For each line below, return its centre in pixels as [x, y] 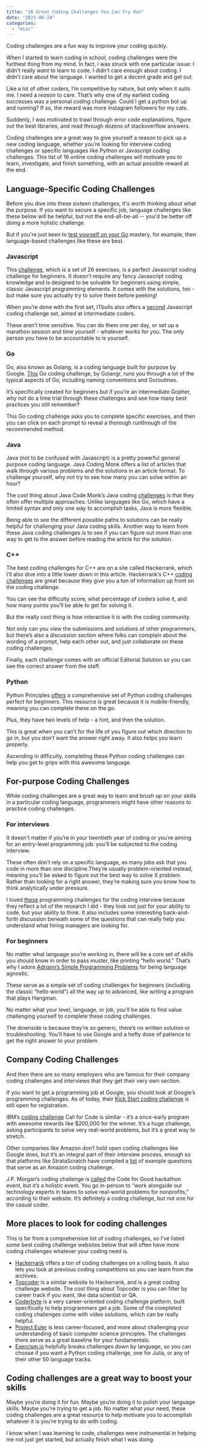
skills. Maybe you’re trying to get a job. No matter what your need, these [96, 1408]
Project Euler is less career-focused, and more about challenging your [102, 1327]
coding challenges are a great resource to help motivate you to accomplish [99, 1415]
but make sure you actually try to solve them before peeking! [82, 295]
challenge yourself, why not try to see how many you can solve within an [96, 477]
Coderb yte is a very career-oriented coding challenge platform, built [100, 1301]
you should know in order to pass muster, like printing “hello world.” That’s [99, 960]
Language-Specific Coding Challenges [81, 189]
